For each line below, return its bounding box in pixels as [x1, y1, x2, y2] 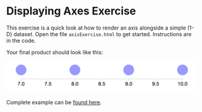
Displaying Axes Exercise [6, 4, 136, 18]
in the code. [6, 37, 36, 44]
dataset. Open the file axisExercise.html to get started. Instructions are [13, 30, 192, 37]
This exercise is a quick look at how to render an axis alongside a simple [6, 24, 186, 31]
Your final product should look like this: [6, 48, 103, 55]
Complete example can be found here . [6, 99, 102, 106]
